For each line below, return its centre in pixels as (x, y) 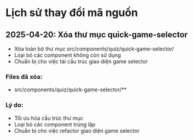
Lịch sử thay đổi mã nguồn (72, 13)
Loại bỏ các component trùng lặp (55, 124)
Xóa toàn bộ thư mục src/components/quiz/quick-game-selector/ (94, 49)
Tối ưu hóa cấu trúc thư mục (49, 118)
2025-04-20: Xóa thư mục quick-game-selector (97, 35)
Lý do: (15, 105)
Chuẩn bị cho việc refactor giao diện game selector (77, 131)
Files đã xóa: (24, 77)
